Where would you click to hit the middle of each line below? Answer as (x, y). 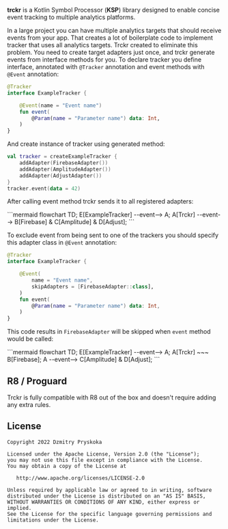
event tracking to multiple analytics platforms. (71, 17)
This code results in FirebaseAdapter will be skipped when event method (109, 332)
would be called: (30, 339)
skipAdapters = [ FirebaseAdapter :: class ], (93, 286)
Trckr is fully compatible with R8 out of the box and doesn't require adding (112, 397)
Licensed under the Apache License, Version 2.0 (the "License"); (103, 454)
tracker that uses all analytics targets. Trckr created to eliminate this (102, 45)
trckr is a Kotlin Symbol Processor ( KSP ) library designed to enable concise (114, 10)
